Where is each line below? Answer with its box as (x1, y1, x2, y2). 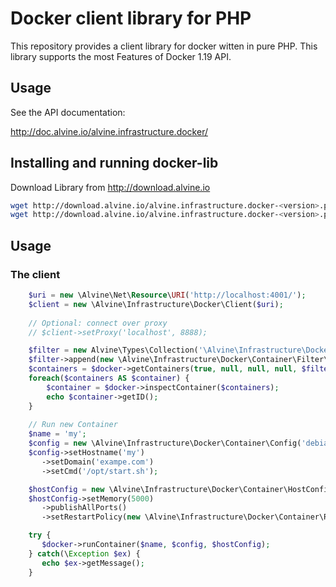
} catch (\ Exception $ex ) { (28, 548, 141, 559)
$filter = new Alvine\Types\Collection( (28, 345, 199, 356)
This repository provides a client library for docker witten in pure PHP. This (10, 40, 318, 52)
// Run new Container (28, 420, 118, 430)
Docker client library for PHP (10, 7, 252, 30)
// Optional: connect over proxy (28, 318, 168, 328)
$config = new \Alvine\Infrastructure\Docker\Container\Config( (28, 438, 302, 449)
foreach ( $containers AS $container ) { (28, 373, 190, 383)
